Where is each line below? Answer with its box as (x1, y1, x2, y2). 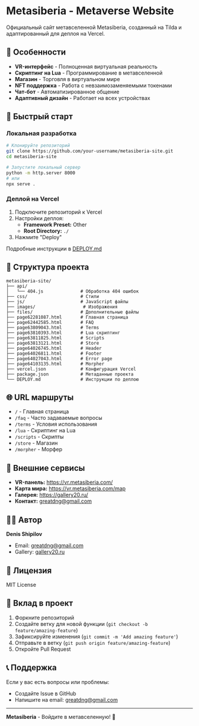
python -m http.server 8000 (6, 170, 76, 176)
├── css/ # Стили (6, 293, 99, 300)
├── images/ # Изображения (6, 304, 118, 310)
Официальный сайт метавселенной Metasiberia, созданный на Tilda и (6, 24, 182, 31)
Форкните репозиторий (14, 614, 75, 621)
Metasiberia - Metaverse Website (6, 4, 174, 18)
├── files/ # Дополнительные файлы (6, 309, 139, 315)
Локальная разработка (6, 129, 77, 137)
